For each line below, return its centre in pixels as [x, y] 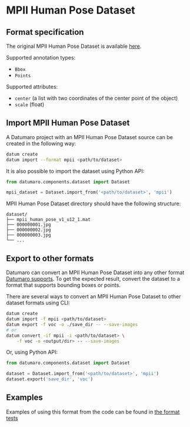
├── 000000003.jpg [29, 235]
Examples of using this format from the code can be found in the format [93, 412]
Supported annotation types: [41, 58]
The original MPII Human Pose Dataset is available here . [74, 46]
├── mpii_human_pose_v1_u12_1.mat [49, 220]
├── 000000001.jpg [29, 225]
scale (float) [29, 104]
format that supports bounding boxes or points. [63, 285]
